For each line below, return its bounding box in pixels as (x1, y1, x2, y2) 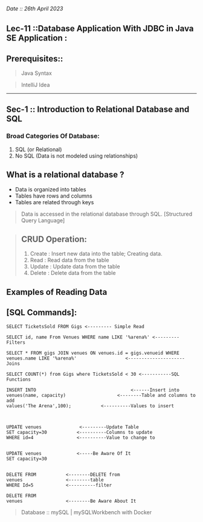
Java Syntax (21, 69, 53, 77)
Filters (6, 339, 26, 346)
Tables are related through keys (14, 198, 94, 205)
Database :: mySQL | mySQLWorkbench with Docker (21, 508, 152, 516)
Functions (6, 376, 31, 382)
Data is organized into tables (14, 185, 86, 193)
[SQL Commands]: (6, 308, 77, 318)
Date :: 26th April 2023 (6, 5, 63, 12)
